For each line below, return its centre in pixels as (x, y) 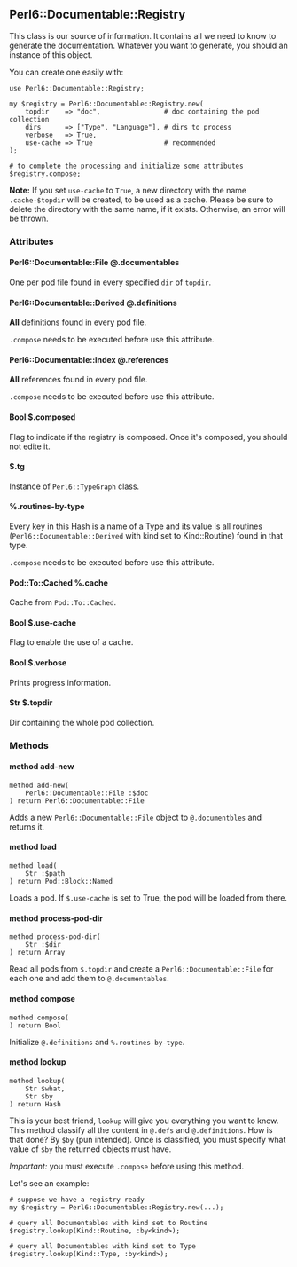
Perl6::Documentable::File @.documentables (94, 263)
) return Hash (35, 1104)
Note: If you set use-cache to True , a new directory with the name (128, 190)
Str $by (39, 1096)
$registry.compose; (45, 173)
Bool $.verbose (38, 662)
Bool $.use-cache (43, 622)
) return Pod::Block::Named (61, 882)
